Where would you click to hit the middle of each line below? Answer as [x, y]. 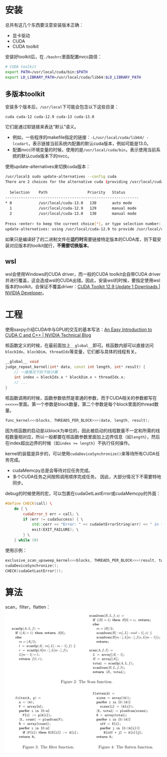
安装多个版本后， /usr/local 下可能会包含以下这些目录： [62, 107]
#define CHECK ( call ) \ [29, 503]
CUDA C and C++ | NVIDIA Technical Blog [48, 335]
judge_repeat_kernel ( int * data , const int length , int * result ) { [75, 367]
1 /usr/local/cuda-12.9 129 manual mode [73, 208]
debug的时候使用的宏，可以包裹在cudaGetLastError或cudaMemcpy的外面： [83, 493]
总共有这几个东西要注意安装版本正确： [44, 25]
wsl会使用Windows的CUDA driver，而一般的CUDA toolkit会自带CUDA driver [83, 274]
